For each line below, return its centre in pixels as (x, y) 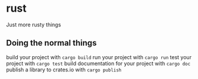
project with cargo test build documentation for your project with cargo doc (98, 63)
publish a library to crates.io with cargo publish (64, 70)
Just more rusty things (34, 25)
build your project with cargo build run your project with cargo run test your (99, 57)
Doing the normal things (51, 43)
